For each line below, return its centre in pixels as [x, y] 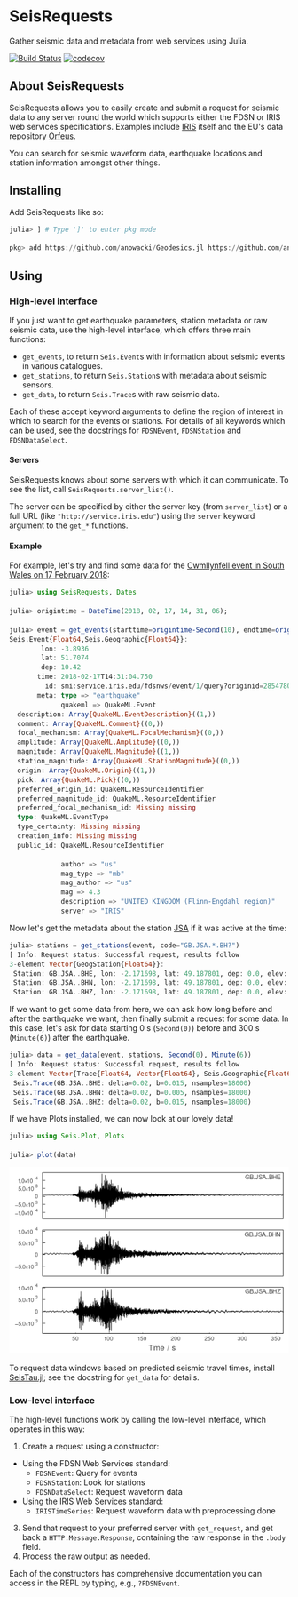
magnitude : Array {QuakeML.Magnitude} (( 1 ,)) [98, 752]
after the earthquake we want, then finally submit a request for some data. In [149, 1018]
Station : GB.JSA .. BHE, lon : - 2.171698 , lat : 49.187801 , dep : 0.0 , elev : [150, 974]
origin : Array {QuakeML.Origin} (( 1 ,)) [87, 771]
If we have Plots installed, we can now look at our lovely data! [122, 1119]
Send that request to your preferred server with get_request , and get [147, 1528]
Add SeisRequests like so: [56, 212]
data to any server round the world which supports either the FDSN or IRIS [145, 116]
